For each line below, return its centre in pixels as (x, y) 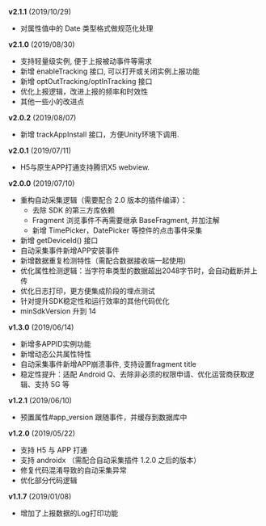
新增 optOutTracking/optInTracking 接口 (86, 81)
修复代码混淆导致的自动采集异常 (73, 470)
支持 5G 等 (52, 384)
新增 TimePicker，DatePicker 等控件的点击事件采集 (117, 230)
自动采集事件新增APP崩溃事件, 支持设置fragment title (108, 364)
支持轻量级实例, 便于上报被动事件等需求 (86, 61)
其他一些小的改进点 (52, 101)
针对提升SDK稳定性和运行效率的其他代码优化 (95, 301)
